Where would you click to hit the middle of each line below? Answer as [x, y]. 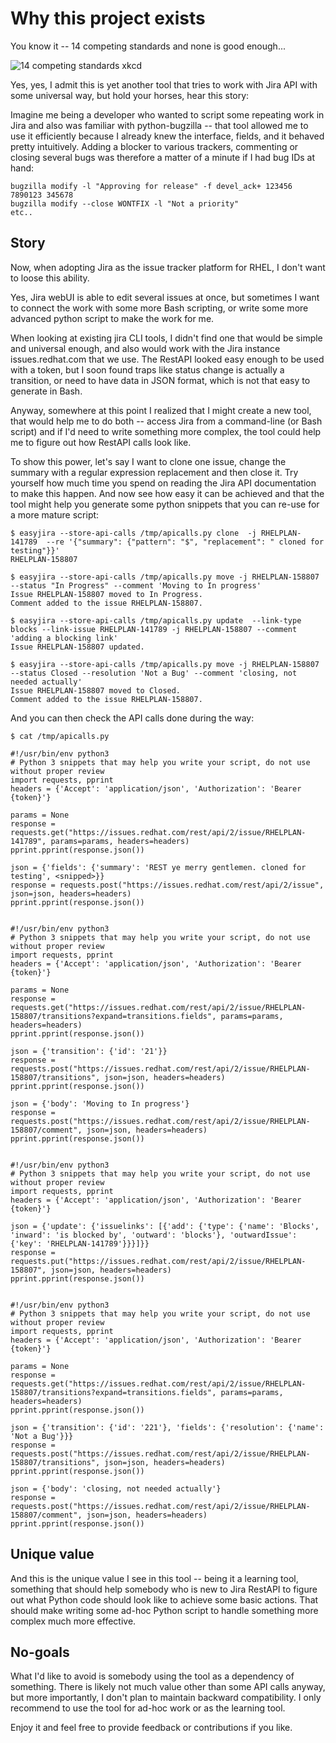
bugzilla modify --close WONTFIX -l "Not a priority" [125, 203]
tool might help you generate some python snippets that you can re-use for [165, 504]
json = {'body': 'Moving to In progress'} [100, 1103]
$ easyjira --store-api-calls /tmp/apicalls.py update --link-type [156, 620]
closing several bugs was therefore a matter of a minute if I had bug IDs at [163, 157]
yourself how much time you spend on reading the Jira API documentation [163, 483]
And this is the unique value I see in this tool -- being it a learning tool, [154, 1578]
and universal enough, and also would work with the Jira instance [145, 348]
